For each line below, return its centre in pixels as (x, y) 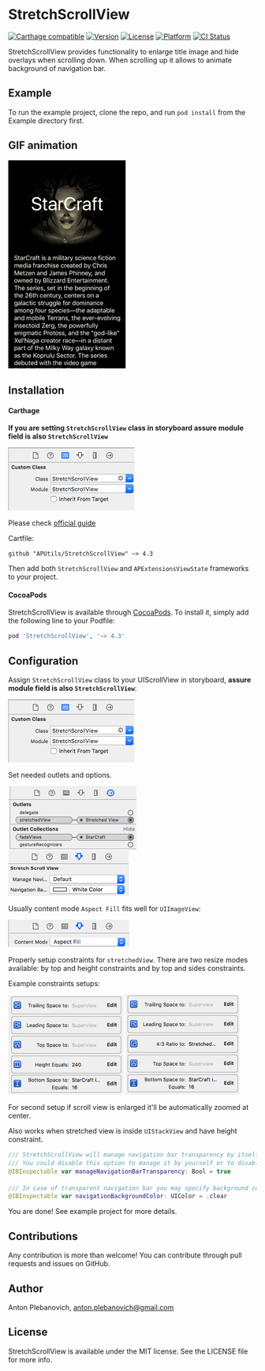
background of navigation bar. (57, 68)
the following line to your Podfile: (62, 621)
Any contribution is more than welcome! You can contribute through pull (125, 1255)
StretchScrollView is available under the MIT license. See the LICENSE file (128, 1351)
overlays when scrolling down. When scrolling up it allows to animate (120, 60)
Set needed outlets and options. (60, 775)
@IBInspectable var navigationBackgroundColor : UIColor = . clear (118, 1197)
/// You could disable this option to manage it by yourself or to (121, 1163)
